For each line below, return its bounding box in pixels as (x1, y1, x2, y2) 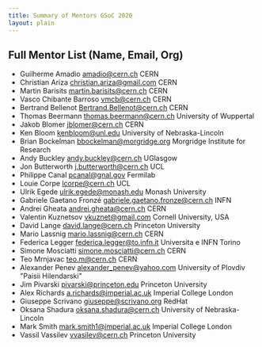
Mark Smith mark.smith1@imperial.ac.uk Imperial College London (19, 322, 232, 331)
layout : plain (8, 19, 55, 27)
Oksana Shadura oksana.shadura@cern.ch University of (19, 305, 203, 315)
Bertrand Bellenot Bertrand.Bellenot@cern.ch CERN (19, 103, 188, 112)
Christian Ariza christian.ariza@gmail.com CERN (19, 78, 178, 87)
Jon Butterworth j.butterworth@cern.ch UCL (19, 162, 165, 171)
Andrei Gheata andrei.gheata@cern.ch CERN (19, 204, 166, 214)
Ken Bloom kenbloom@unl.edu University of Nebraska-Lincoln (19, 128, 224, 138)
